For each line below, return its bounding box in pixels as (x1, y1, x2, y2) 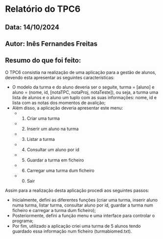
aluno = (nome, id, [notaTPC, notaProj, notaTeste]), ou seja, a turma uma (12, 89, 158, 95)
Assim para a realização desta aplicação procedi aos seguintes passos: (5, 187, 149, 193)
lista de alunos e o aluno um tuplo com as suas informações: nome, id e (12, 94, 157, 100)
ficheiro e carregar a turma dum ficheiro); (12, 207, 96, 213)
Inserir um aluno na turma (26, 126, 79, 132)
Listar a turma (26, 136, 55, 142)
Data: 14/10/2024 (5, 23, 60, 31)
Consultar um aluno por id (26, 146, 80, 153)
